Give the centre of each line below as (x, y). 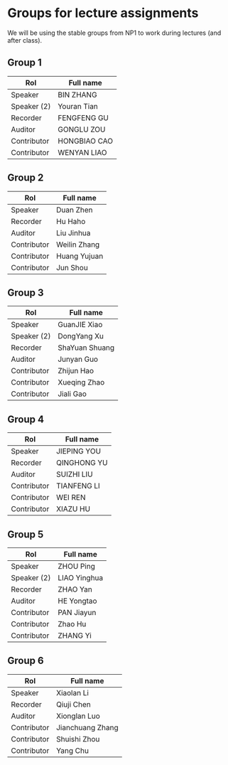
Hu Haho (71, 221)
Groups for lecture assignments (103, 13)
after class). (25, 40)
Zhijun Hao (76, 371)
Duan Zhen (75, 210)
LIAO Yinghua (81, 578)
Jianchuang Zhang (87, 727)
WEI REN (71, 498)
